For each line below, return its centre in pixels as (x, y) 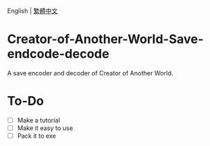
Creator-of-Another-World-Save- (106, 39)
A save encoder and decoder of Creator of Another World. (90, 73)
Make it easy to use (45, 128)
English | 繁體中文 (33, 11)
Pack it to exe (37, 136)
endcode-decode (58, 54)
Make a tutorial (38, 120)
